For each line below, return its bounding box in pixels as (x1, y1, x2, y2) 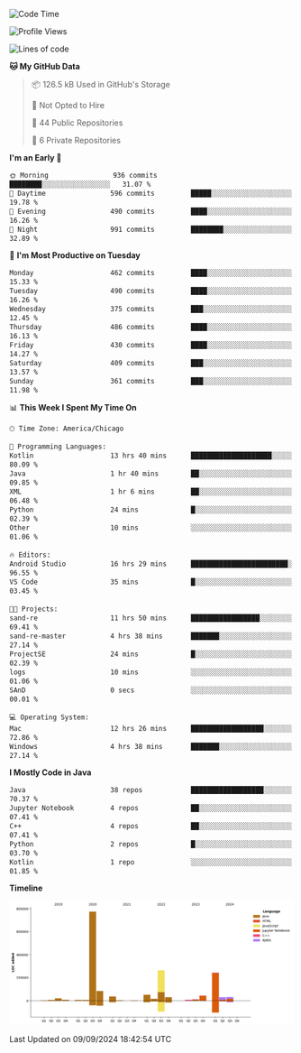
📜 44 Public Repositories (31, 117, 123, 128)
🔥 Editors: (9, 550, 51, 559)
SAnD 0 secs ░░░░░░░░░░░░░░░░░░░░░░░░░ (9, 686, 293, 695)
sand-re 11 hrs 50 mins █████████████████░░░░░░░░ (9, 614, 293, 623)
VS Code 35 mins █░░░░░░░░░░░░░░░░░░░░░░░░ (9, 577, 293, 587)
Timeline (9, 882, 43, 893)
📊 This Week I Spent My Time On (9, 402, 137, 412)
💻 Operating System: (9, 713, 90, 722)
